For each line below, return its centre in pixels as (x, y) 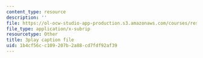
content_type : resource (36, 12)
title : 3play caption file (40, 40)
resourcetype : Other (32, 34)
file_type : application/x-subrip (48, 29)
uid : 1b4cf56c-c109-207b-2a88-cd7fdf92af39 (62, 46)
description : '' (27, 18)
